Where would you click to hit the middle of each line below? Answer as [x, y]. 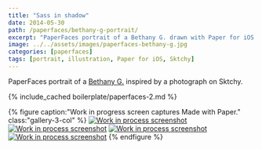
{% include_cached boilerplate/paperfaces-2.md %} [93, 96]
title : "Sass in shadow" [49, 15]
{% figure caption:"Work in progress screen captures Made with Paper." [124, 111]
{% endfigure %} [136, 136]
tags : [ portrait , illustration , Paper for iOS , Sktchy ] [101, 60]
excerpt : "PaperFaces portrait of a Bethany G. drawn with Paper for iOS [131, 37]
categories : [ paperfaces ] [50, 52]
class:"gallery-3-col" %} [47, 120]
